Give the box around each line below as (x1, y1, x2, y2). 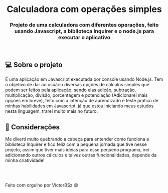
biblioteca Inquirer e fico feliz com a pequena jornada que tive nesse (5, 141, 147, 147)
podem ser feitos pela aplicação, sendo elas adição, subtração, (5, 87, 136, 93)
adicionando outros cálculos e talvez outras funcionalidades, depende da (5, 152, 157, 158)
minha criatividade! (5, 157, 45, 163)
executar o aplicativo (58, 34, 111, 41)
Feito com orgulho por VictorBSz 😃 (5, 182, 79, 188)
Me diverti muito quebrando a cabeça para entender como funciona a (5, 136, 149, 142)
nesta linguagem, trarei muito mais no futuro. (5, 108, 98, 114)
